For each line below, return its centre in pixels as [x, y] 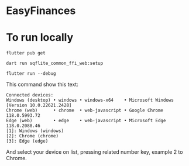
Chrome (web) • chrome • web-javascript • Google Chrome [85, 110]
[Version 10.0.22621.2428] [39, 106]
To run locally [40, 38]
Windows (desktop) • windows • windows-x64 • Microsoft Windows [90, 101]
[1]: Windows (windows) [35, 131]
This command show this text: [42, 84]
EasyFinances [41, 11]
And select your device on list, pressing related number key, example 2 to [94, 152]
